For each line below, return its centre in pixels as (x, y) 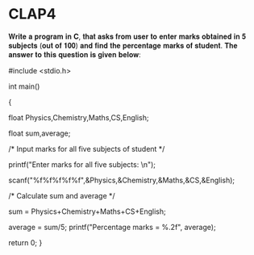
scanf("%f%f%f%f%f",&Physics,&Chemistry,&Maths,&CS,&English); (122, 180)
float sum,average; (40, 133)
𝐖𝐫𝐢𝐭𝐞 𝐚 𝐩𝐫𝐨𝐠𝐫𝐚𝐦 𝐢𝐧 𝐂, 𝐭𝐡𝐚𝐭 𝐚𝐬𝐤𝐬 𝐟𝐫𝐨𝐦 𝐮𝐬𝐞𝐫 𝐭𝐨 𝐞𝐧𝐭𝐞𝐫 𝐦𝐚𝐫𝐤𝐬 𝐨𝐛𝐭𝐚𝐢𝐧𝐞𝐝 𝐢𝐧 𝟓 (127, 36)
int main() (24, 86)
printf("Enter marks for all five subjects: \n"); (82, 164)
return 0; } (25, 242)
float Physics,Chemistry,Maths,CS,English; (79, 117)
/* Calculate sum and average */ (62, 195)
